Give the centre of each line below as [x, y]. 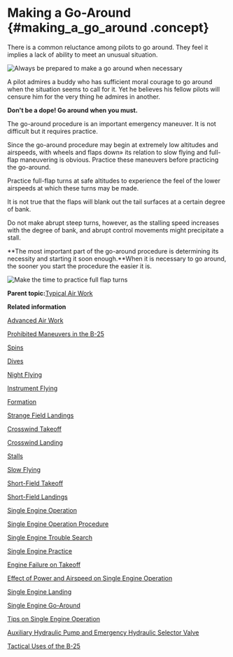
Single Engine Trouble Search [50, 537]
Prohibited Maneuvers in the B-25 [56, 333]
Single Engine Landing [40, 592]
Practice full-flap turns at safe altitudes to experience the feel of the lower [114, 181]
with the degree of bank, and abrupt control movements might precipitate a [115, 230]
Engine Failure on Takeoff [44, 565]
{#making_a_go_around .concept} [108, 28]
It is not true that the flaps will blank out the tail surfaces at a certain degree [116, 202]
